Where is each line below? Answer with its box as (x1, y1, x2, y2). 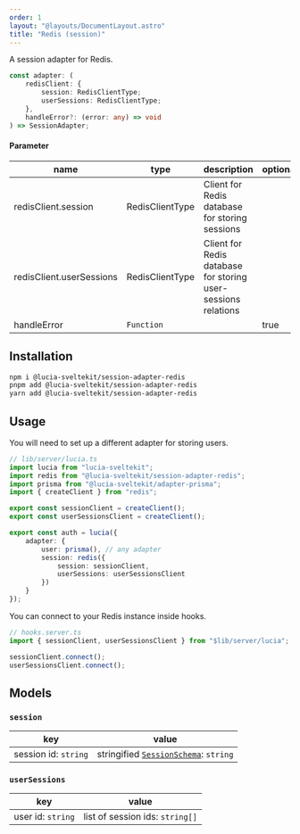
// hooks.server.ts (9, 628, 82, 637)
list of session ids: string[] (83, 811, 198, 823)
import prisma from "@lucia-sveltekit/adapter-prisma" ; (9, 479, 221, 489)
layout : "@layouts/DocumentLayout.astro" (9, 21, 166, 30)
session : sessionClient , (56, 561, 150, 571)
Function (126, 319, 163, 330)
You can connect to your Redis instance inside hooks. (9, 610, 207, 621)
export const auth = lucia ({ (9, 528, 118, 538)
